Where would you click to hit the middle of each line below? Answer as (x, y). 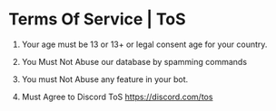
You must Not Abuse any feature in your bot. (105, 79)
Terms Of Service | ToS (98, 19)
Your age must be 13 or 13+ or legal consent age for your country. (144, 44)
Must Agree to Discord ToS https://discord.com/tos (117, 97)
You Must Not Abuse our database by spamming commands (134, 61)
